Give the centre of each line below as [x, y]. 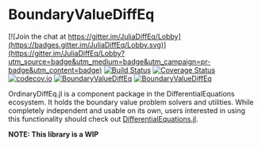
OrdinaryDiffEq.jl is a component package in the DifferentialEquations [121, 93]
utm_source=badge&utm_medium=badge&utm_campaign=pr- [110, 62]
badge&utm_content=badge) [55, 70]
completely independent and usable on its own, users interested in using [127, 110]
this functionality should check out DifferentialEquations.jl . [103, 119]
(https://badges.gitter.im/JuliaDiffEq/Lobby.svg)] [87, 44]
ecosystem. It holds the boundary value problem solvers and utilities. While [131, 102]
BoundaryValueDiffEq [81, 15]
